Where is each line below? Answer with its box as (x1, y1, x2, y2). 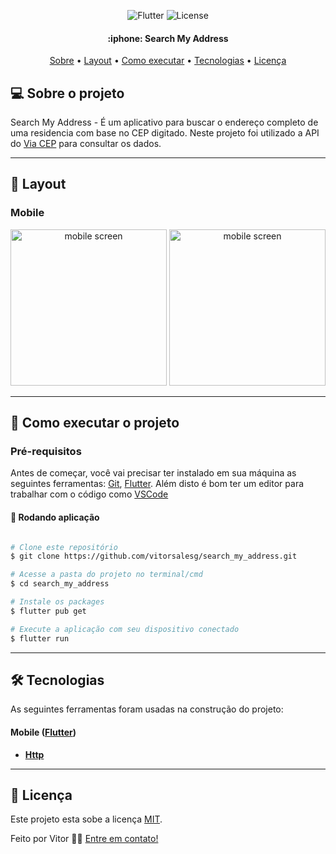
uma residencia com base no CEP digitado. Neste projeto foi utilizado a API (10, 127, 320, 139)
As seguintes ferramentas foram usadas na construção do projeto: (10, 703, 284, 715)
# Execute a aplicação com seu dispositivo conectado (10, 624, 240, 634)
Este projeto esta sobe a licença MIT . (10, 813, 163, 825)
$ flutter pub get (10, 606, 87, 616)
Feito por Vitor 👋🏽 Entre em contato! (10, 833, 159, 845)
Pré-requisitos (10, 445, 82, 459)
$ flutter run (10, 633, 70, 644)
